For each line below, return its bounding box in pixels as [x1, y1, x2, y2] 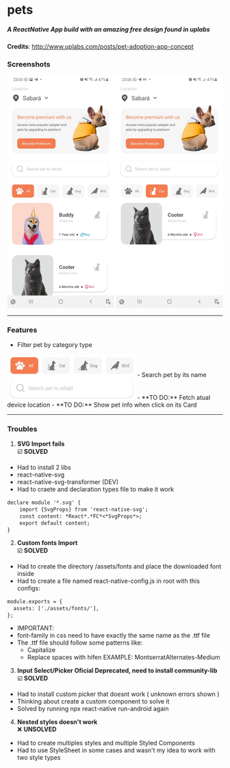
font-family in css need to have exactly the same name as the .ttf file [16, 631, 211, 639]
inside [16, 569, 34, 577]
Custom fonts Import [16, 538, 78, 547]
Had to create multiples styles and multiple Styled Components [16, 739, 195, 747]
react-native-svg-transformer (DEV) [16, 477, 119, 485]
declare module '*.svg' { [7, 499, 81, 506]
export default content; [19, 520, 90, 527]
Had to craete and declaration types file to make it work [16, 485, 175, 493]
